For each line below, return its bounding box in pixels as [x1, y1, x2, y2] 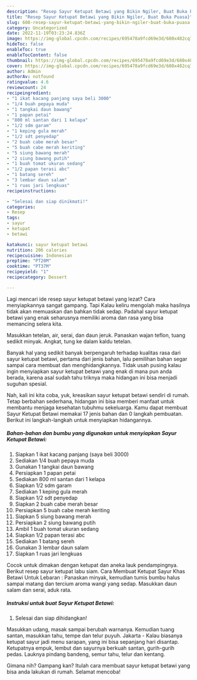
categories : [6, 204, 36, 210]
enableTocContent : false [6, 52, 67, 58]
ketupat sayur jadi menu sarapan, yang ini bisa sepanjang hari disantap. [6, 638, 179, 645]
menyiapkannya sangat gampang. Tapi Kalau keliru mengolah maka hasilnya [6, 302, 191, 309]
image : [6, 36, 23, 42]
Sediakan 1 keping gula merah [15, 488, 88, 495]
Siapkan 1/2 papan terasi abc [15, 531, 85, 539]
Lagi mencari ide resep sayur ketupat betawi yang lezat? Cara [6, 295, 155, 302]
